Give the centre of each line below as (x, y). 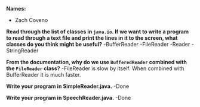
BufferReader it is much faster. (44, 75)
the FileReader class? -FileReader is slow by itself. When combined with (95, 68)
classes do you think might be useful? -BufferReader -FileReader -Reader (98, 44)
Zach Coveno (31, 20)
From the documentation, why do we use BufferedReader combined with (96, 62)
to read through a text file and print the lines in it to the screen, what (92, 38)
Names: (16, 9)
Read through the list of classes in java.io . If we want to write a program (98, 32)
